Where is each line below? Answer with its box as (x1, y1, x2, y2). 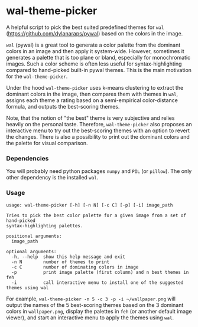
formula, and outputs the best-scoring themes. (6, 103, 120, 110)
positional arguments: (6, 233, 62, 239)
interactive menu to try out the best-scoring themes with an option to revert (6, 127, 190, 134)
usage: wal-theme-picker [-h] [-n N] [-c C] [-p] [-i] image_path (6, 202, 173, 208)
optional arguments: (6, 248, 57, 254)
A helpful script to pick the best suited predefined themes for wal (6, 24, 164, 31)
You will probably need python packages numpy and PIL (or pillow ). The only (6, 168, 192, 175)
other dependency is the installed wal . (6, 174, 99, 181)
